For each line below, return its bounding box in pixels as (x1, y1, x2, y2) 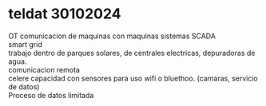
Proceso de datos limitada (8, 90, 94, 100)
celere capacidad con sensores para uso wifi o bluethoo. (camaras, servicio (8, 73, 258, 83)
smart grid (8, 39, 42, 49)
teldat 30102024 (8, 5, 121, 23)
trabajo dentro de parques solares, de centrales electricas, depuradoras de (8, 48, 256, 57)
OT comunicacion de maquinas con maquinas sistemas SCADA (8, 31, 216, 41)
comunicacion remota (8, 65, 80, 74)
